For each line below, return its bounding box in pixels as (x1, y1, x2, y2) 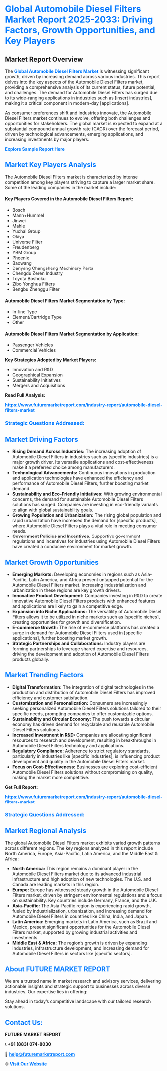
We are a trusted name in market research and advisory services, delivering (5, 978, 161, 984)
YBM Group (12, 250, 36, 256)
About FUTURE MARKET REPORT (5, 965, 111, 973)
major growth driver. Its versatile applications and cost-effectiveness (12, 459, 154, 465)
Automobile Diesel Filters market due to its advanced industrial (12, 871, 141, 877)
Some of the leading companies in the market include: (5, 184, 116, 190)
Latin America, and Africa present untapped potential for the (29, 576, 153, 582)
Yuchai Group (12, 228, 41, 234)
